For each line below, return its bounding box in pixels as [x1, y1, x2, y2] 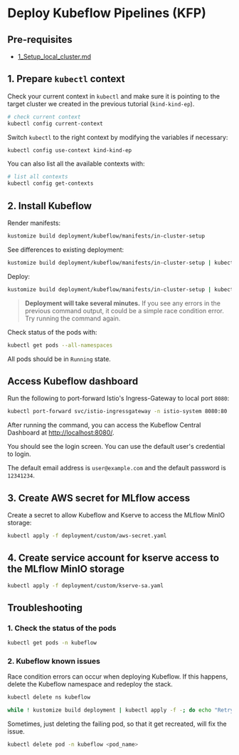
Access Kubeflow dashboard [7, 375, 139, 387]
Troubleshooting [7, 602, 83, 614]
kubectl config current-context [7, 120, 103, 127]
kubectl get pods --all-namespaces [7, 341, 113, 349]
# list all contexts [7, 173, 69, 181]
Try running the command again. [24, 314, 121, 323]
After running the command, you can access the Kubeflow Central [7, 421, 201, 430]
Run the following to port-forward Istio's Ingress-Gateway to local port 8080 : [7, 394, 230, 402]
